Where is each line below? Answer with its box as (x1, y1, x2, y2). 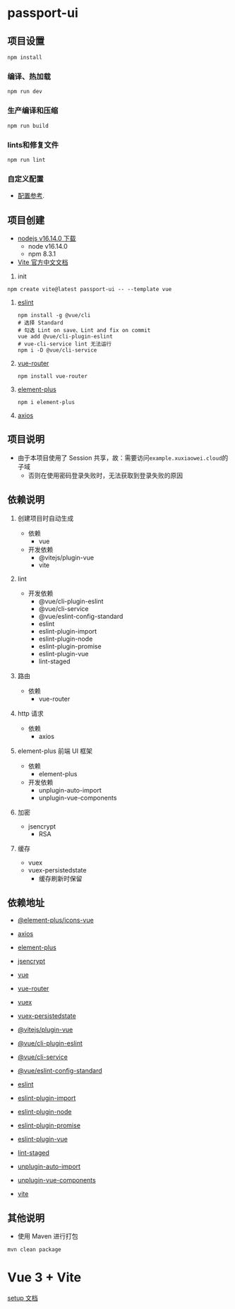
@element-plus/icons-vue (17, 916, 94, 925)
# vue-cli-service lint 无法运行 (17, 340, 112, 348)
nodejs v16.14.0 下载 (17, 235, 76, 242)
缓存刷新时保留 (38, 874, 83, 882)
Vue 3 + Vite (7, 1269, 82, 1286)
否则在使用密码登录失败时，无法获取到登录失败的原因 (28, 471, 183, 480)
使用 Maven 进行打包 (17, 1232, 79, 1240)
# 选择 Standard (17, 319, 64, 326)
